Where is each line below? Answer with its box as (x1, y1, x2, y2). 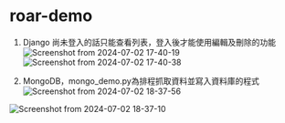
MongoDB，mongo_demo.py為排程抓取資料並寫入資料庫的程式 (22, 75, 260, 87)
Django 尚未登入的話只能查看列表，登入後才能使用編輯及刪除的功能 (22, 36, 277, 47)
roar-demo (9, 5, 93, 26)
